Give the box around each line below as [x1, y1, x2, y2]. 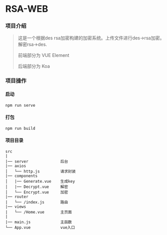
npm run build [5, 126, 36, 131]
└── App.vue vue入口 [5, 225, 75, 230]
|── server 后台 [5, 159, 68, 164]
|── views [5, 204, 27, 209]
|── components [5, 173, 38, 179]
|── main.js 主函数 [5, 220, 72, 225]
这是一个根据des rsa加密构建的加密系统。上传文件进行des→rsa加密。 [17, 35, 165, 41]
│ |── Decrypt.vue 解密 [5, 184, 68, 190]
